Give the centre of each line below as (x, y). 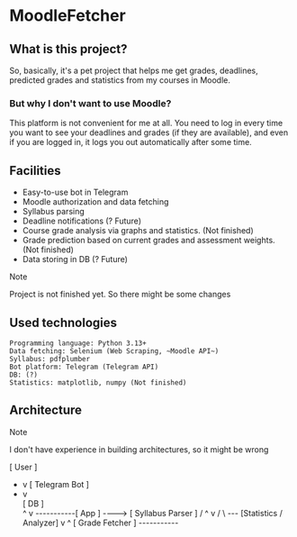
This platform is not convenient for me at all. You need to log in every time (146, 123)
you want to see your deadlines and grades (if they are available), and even (149, 132)
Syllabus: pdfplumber (50, 359)
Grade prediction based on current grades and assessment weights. (149, 241)
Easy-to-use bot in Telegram (75, 192)
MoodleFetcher (67, 16)
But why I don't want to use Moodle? (90, 103)
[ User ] (23, 467)
